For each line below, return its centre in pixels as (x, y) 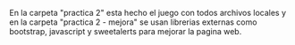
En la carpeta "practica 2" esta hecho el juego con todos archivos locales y (148, 13)
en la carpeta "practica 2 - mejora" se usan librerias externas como (133, 22)
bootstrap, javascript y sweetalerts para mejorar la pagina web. (126, 31)
